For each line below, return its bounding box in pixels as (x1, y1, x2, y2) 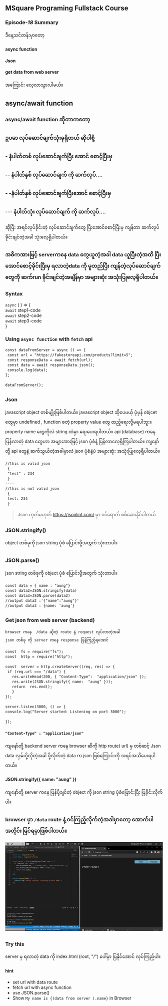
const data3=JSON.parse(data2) (5, 593, 70, 598)
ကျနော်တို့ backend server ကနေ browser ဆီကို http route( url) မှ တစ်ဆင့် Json (5, 743, 161, 749)
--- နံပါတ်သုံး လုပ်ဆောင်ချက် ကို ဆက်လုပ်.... (5, 208, 106, 215)
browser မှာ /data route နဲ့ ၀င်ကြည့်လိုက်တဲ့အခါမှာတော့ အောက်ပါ (5, 816, 153, 823)
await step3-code (5, 317, 42, 323)
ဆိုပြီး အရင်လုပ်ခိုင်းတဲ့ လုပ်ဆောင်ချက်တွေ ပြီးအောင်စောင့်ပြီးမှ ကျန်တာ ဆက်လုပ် (5, 224, 159, 230)
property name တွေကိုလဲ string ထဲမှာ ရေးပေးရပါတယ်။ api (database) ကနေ (5, 428, 156, 435)
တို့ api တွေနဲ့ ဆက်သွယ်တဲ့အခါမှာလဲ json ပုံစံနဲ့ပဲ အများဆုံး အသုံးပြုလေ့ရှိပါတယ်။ (5, 448, 160, 454)
